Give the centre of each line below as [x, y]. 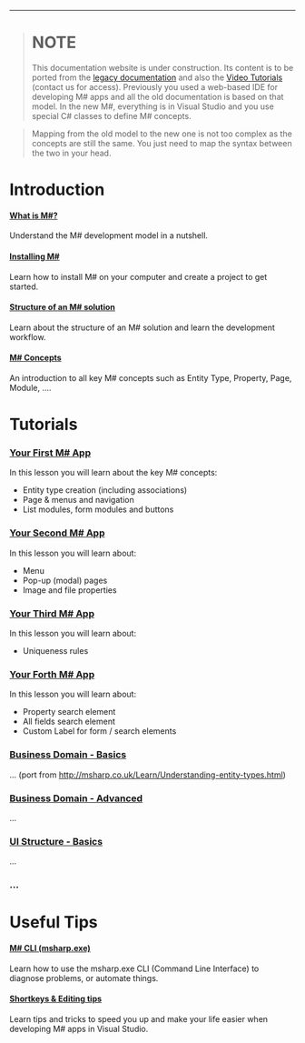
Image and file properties [69, 590]
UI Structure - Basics [56, 841]
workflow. [28, 336]
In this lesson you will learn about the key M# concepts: [113, 473]
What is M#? [34, 216]
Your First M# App [50, 453]
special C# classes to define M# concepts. [112, 115]
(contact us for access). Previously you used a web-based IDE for [155, 86]
